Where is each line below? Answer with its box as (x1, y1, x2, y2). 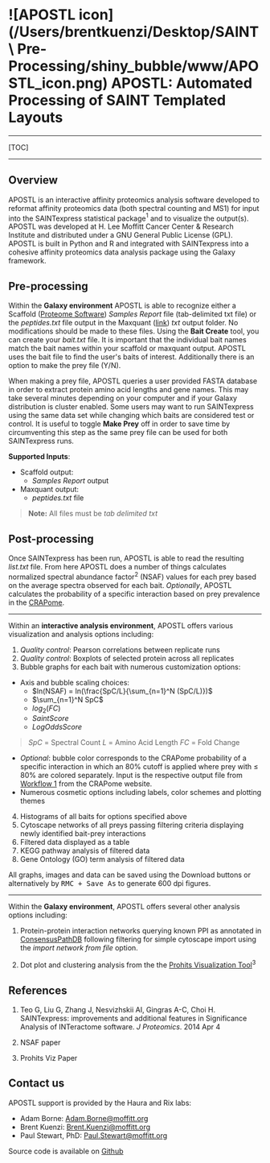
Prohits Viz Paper (19, 1053, 78, 1062)
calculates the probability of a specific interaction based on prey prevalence (8, 589, 260, 598)
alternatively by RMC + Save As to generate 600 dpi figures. (8, 879, 211, 888)
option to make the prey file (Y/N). (8, 361, 121, 370)
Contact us (8, 1077, 65, 1091)
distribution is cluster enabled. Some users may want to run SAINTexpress (8, 402, 255, 412)
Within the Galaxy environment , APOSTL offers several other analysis (8, 902, 240, 912)
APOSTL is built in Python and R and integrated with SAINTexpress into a (8, 239, 249, 249)
